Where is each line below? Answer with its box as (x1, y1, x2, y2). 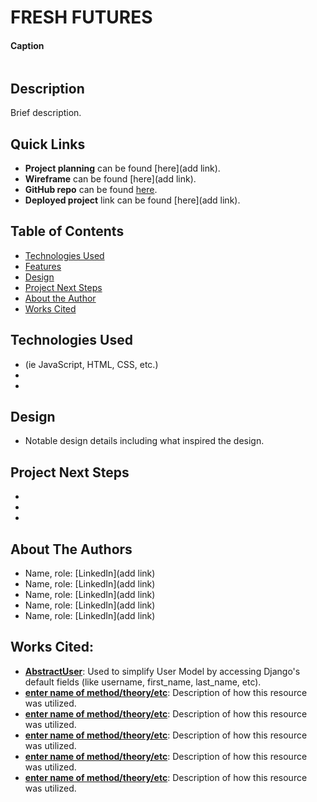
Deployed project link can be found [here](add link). (24, 194, 241, 206)
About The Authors (10, 541, 133, 558)
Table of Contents (10, 223, 125, 240)
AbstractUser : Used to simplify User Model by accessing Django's (24, 665, 301, 677)
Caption (10, 39, 45, 51)
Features (24, 260, 62, 272)
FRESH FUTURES (10, 6, 153, 29)
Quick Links (10, 136, 86, 153)
